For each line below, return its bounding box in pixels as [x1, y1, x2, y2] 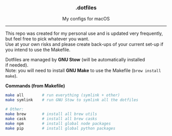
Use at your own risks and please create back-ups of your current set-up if [5, 41, 164, 48]
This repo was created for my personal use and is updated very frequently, [5, 30, 163, 37]
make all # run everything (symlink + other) [5, 93, 120, 98]
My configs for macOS [62, 16, 110, 22]
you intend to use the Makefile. [5, 47, 71, 53]
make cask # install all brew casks [5, 116, 97, 121]
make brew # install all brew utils [5, 111, 97, 117]
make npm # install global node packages [5, 121, 111, 126]
